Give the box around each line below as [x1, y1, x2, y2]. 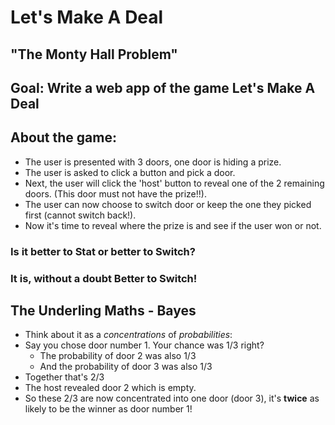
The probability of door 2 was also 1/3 [39, 350, 197, 362]
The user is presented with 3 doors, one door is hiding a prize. [24, 156, 282, 168]
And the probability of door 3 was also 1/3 [39, 361, 213, 373]
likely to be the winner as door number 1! [24, 403, 193, 415]
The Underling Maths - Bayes [10, 302, 197, 320]
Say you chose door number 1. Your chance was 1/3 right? [24, 339, 265, 351]
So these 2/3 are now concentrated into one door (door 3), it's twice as [24, 392, 320, 405]
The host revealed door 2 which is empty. [24, 382, 197, 394]
